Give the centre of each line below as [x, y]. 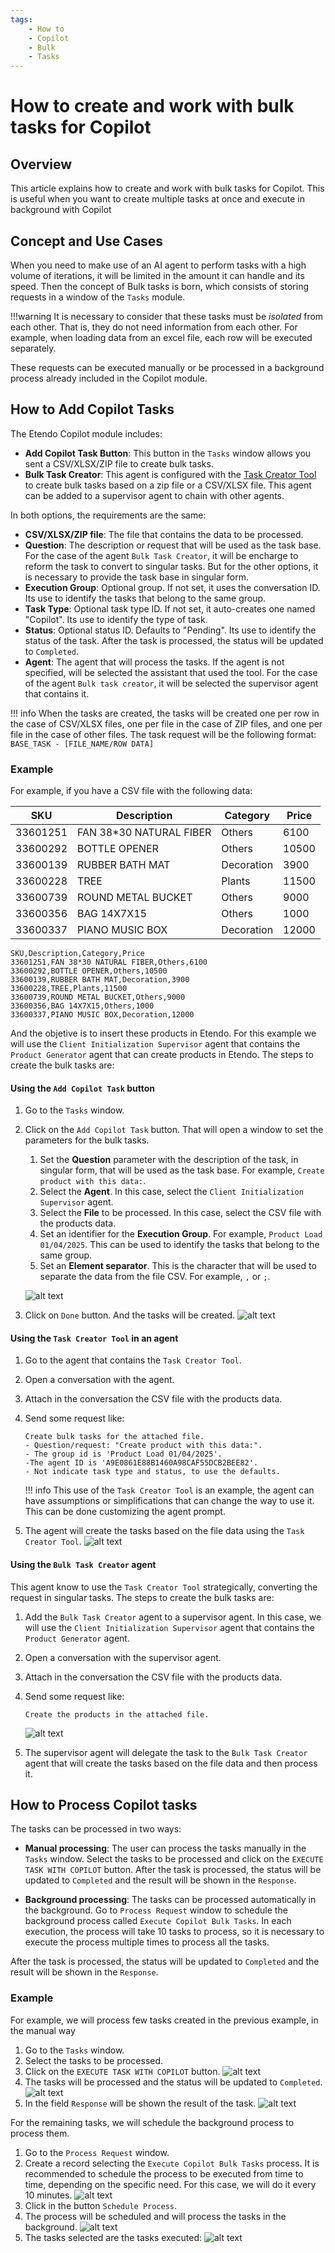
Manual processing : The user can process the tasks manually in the [165, 1848]
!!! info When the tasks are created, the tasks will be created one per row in [165, 713]
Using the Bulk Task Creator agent [83, 1565]
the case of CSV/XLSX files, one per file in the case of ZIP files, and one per [166, 723]
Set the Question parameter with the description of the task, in [169, 1160]
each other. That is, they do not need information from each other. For [154, 327]
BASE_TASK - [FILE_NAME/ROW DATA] [82, 744]
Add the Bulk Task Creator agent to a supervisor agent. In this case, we [173, 1617]
